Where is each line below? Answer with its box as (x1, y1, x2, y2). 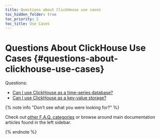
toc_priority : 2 (5, 16, 39, 21)
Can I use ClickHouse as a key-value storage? (12, 95, 107, 101)
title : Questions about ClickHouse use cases (5, 7, 101, 12)
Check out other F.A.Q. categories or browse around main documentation (5, 114, 156, 120)
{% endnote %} (5, 129, 37, 135)
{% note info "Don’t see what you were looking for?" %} (5, 105, 120, 111)
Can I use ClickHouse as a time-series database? (12, 90, 113, 96)
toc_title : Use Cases (5, 21, 50, 26)
